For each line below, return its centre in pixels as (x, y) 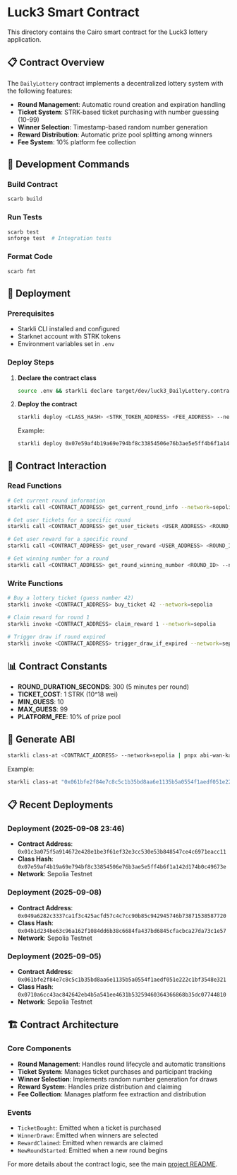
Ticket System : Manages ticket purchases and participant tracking (115, 1071)
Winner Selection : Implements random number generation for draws (117, 1079)
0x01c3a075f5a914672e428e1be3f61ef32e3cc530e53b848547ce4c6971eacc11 (122, 852)
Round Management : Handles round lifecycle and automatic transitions (121, 1064)
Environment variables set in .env (66, 344)
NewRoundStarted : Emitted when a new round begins (92, 1150)
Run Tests (25, 217)
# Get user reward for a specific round (68, 539)
